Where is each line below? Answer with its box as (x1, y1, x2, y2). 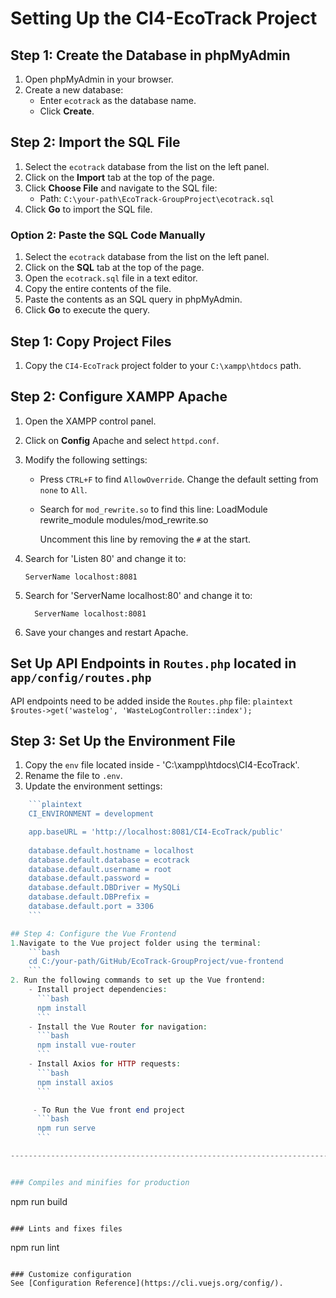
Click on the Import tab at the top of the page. (24, 171, 215, 183)
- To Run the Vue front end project (32, 1105, 186, 1115)
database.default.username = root (28, 864, 172, 874)
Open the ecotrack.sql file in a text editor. (24, 272, 198, 284)
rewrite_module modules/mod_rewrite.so (39, 513, 209, 526)
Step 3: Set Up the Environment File (10, 732, 236, 749)
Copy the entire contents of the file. (24, 283, 172, 295)
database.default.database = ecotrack (28, 855, 190, 865)
